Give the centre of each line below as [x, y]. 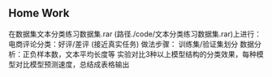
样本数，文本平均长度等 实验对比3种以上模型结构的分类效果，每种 [147, 54]
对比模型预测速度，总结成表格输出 [72, 64]
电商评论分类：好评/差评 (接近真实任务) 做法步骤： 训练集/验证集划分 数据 [132, 44]
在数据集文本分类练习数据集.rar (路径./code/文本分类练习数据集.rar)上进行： [135, 34]
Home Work [39, 13]
